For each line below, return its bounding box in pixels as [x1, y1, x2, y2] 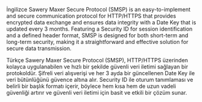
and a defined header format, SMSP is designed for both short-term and [6, 32, 189, 39]
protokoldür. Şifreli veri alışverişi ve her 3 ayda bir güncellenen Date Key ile [6, 70, 195, 76]
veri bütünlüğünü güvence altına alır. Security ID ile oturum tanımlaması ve [6, 76, 193, 83]
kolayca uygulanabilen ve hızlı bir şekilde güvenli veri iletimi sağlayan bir [6, 63, 189, 70]
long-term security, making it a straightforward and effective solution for [6, 38, 189, 45]
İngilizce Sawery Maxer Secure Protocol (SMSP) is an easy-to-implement [6, 6, 191, 13]
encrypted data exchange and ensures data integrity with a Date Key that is [6, 19, 196, 26]
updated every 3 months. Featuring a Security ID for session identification [6, 25, 193, 32]
